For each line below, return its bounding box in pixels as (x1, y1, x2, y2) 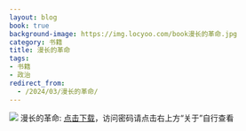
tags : (9, 54, 29, 63)
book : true (9, 21, 50, 30)
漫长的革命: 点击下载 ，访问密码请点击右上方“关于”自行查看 (20, 112, 234, 123)
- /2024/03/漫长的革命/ (17, 87, 99, 96)
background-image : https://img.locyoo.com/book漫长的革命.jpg (9, 29, 238, 38)
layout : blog (9, 12, 58, 22)
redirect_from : (9, 79, 66, 88)
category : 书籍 (9, 37, 63, 47)
